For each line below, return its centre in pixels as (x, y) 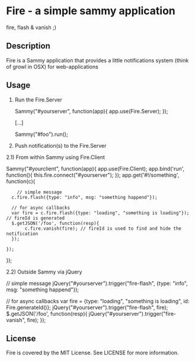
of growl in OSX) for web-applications (52, 66)
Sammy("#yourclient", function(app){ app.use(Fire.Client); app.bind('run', (95, 169)
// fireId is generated (36, 218)
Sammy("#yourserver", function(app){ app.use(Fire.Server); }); (91, 111)
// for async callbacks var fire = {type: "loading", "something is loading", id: (98, 301)
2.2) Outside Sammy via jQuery (44, 272)
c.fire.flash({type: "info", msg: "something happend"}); (85, 197)
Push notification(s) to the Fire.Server (60, 145)
